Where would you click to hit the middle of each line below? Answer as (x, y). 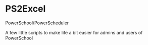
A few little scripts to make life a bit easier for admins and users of (74, 32)
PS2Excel (26, 9)
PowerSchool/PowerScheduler (37, 23)
